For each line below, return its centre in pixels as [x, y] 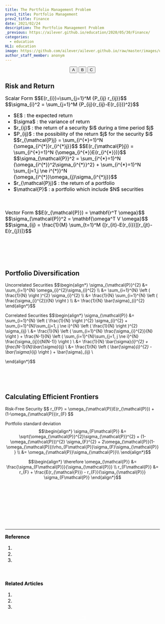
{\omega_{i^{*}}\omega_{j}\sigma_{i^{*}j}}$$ [65, 177]
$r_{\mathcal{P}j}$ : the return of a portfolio [64, 183]
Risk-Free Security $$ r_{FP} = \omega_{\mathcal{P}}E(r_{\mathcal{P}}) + [80, 409]
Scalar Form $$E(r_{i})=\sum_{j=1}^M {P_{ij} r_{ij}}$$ [66, 98]
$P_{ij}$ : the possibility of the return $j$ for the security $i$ [83, 134]
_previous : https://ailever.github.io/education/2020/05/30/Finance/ [78, 32]
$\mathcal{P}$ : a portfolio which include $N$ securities [79, 189]
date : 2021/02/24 [23, 23]
